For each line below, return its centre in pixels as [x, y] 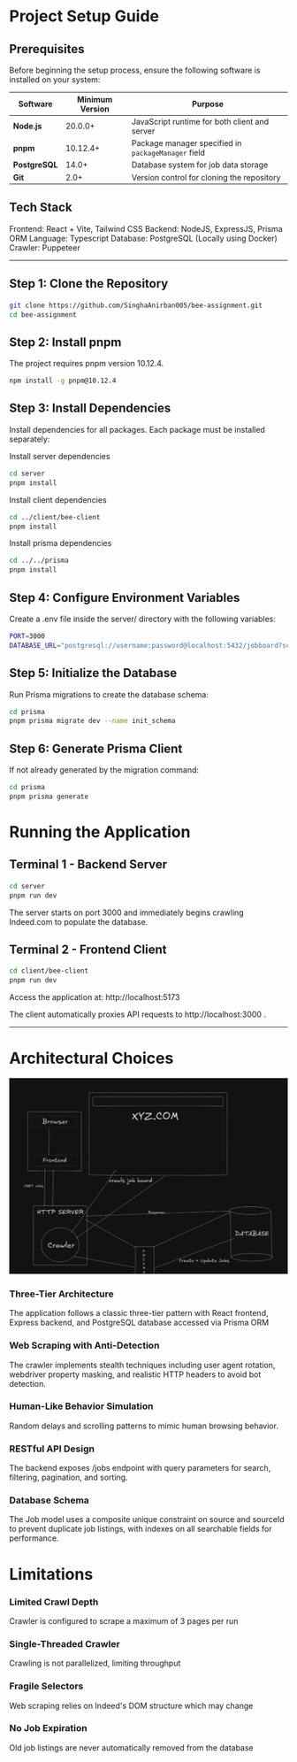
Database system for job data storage [200, 165]
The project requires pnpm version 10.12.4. [87, 364]
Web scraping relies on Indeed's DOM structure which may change [131, 1705]
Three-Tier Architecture [61, 1294]
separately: [30, 439]
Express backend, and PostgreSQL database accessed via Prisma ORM [139, 1323]
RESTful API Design [52, 1449]
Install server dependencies [60, 456]
